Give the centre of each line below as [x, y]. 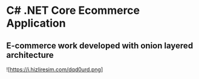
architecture [30, 55]
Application [36, 23]
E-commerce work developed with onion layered [100, 46]
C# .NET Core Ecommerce [73, 11]
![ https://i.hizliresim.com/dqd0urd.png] [55, 69]
